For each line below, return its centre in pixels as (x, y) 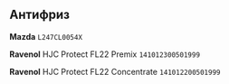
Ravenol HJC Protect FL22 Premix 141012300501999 (105, 54)
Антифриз (40, 15)
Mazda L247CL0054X (46, 36)
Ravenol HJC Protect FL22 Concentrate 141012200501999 (115, 71)
